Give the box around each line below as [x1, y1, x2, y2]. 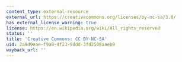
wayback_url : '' [6, 47, 46, 53]
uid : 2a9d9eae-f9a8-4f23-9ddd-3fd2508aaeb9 [6, 42, 116, 48]
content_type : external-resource [6, 8, 89, 15]
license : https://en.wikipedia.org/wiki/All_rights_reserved [6, 25, 161, 31]
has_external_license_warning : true [6, 19, 97, 25]
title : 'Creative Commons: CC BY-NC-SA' [6, 36, 108, 42]
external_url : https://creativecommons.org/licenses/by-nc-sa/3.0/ [6, 14, 177, 20]
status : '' [6, 31, 33, 37]
